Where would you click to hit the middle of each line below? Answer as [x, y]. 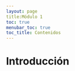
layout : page [22, 11]
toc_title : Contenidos [33, 33]
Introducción [38, 61]
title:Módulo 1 [24, 17]
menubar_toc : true [28, 27]
